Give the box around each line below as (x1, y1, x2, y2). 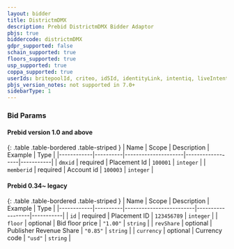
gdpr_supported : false (7, 42, 73, 49)
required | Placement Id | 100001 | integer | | (79, 158, 206, 167)
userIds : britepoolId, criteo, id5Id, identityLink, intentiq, (7, 74, 195, 82)
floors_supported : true (7, 56, 77, 63)
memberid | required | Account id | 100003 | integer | (7, 166, 154, 174)
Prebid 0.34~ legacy (7, 182, 68, 190)
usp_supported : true (7, 62, 68, 69)
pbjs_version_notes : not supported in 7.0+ (7, 81, 136, 88)
